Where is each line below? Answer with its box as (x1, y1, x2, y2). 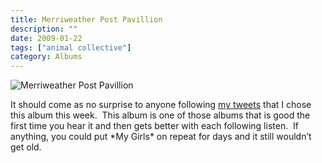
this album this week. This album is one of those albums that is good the (10, 109, 311, 121)
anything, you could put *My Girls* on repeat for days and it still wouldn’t (10, 131, 312, 143)
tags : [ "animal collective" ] (10, 42, 132, 53)
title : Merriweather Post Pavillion (10, 14, 163, 25)
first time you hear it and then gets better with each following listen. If (10, 120, 300, 132)
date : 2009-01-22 (10, 33, 83, 43)
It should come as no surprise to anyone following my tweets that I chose (10, 99, 312, 111)
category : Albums (10, 52, 83, 62)
